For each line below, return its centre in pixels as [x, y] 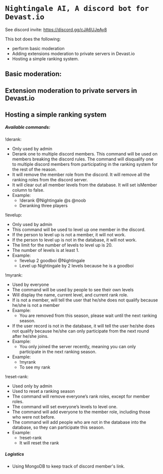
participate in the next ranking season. [58, 352]
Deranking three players [44, 206]
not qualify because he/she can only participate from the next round [81, 331]
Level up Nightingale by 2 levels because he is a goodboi [76, 266]
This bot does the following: [33, 39]
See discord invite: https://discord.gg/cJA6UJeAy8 [56, 29]
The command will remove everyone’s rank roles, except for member [81, 396]
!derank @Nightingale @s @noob [53, 200]
